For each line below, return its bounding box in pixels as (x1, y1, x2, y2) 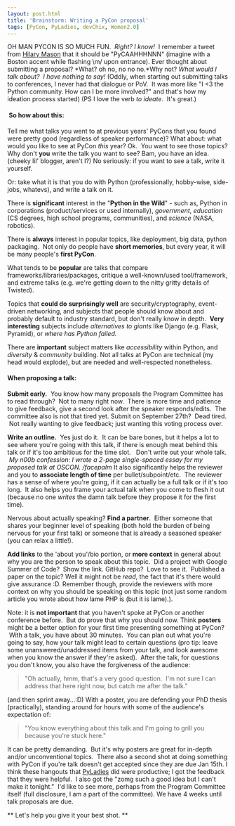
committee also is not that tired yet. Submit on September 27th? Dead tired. (7, 412, 227, 420)
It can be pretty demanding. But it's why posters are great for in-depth (7, 744, 213, 753)
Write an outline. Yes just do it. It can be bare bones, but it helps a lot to (7, 433, 220, 441)
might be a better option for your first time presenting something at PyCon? (7, 623, 224, 631)
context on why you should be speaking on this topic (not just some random (7, 587, 227, 595)
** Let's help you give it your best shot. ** (7, 811, 128, 819)
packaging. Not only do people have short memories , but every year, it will (7, 242, 226, 250)
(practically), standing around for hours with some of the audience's (7, 702, 205, 711)
